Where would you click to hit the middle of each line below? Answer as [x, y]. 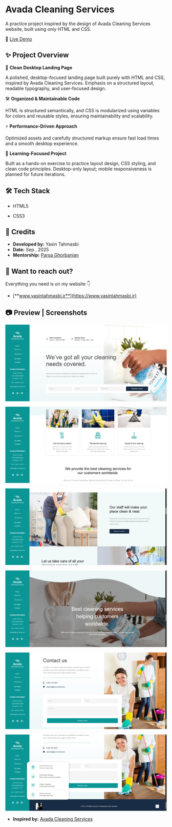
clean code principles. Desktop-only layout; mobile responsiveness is [79, 169]
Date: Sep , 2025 [31, 250]
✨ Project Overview [37, 55]
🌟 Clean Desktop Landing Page [39, 67]
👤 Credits [20, 232]
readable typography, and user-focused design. [56, 88]
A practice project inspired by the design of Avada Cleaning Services [78, 24]
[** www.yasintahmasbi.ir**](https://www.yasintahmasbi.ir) [74, 296]
